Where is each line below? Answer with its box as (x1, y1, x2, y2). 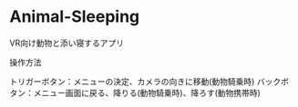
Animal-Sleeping (9, 6, 140, 27)
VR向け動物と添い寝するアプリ (9, 37, 125, 48)
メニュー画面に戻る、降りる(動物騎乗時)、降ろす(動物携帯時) (33, 87, 262, 98)
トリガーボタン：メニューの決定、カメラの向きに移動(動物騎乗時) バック (9, 75, 282, 87)
